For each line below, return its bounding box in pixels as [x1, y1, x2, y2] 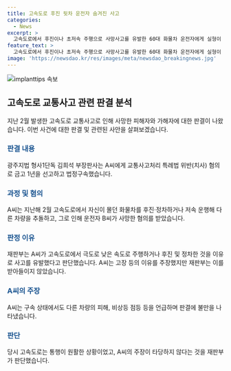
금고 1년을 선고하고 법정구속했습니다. [14, 170, 113, 178]
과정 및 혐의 [7, 188, 43, 198]
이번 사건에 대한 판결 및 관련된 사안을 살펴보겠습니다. [27, 125, 168, 133]
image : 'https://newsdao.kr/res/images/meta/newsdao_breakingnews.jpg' [7, 55, 217, 62]
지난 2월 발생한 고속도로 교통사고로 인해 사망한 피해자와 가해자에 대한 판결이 [7, 117, 211, 125]
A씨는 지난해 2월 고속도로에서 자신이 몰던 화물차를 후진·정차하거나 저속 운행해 [7, 205, 215, 214]
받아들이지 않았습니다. [7, 267, 67, 276]
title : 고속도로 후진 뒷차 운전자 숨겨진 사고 [7, 10, 120, 17]
